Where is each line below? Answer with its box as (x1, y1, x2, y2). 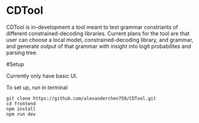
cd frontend (6, 100, 36, 107)
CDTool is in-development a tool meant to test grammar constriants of (6, 23, 178, 31)
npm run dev (6, 111, 36, 117)
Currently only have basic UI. (6, 72, 78, 79)
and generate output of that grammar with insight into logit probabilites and (6, 43, 191, 50)
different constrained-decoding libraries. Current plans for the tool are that (6, 29, 190, 37)
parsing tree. (6, 49, 38, 56)
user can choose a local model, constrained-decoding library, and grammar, (6, 36, 194, 43)
